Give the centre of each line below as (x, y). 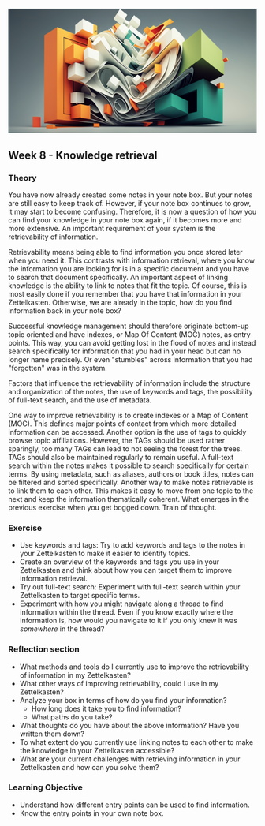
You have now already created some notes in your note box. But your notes (131, 195)
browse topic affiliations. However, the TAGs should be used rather (117, 440)
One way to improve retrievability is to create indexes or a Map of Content (128, 415)
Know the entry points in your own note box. (91, 813)
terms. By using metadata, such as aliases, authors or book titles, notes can (131, 473)
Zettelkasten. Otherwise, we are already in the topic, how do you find (120, 302)
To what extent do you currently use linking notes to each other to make (136, 742)
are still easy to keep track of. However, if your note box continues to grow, (130, 203)
